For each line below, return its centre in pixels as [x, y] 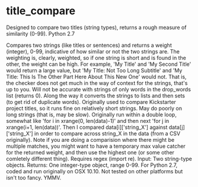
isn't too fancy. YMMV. [34, 178]
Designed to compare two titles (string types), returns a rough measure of [96, 27]
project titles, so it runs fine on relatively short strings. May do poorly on [94, 108]
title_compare [41, 11]
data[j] [177, 127]
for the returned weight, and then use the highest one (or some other [90, 152]
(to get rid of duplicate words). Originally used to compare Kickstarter [91, 102]
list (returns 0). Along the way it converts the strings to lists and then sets [96, 96]
